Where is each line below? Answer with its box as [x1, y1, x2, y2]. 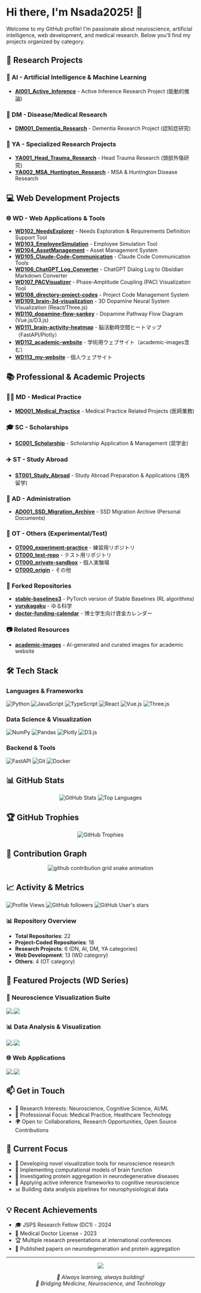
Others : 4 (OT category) [14, 958, 75, 965]
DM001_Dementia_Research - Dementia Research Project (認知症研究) [14, 124, 191, 132]
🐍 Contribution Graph [6, 848, 87, 859]
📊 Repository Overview [6, 917, 77, 925]
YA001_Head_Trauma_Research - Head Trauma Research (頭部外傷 [14, 154, 184, 162]
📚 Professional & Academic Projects [6, 372, 145, 382]
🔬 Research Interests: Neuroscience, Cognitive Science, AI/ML [14, 1105, 169, 1112]
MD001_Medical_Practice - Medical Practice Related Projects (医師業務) [14, 407, 195, 415]
